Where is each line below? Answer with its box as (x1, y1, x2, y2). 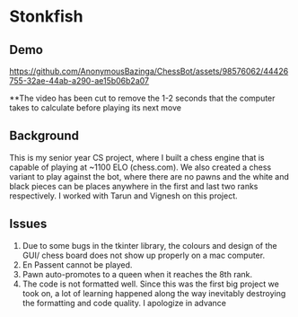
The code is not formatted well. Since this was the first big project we (22, 278, 280, 289)
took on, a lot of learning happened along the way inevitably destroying (22, 287, 286, 298)
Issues (9, 216, 48, 232)
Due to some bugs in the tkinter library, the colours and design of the (22, 240, 277, 251)
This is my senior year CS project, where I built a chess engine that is (9, 152, 265, 163)
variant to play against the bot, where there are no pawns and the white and (9, 171, 290, 181)
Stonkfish (9, 6, 83, 27)
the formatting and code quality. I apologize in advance (22, 297, 227, 308)
